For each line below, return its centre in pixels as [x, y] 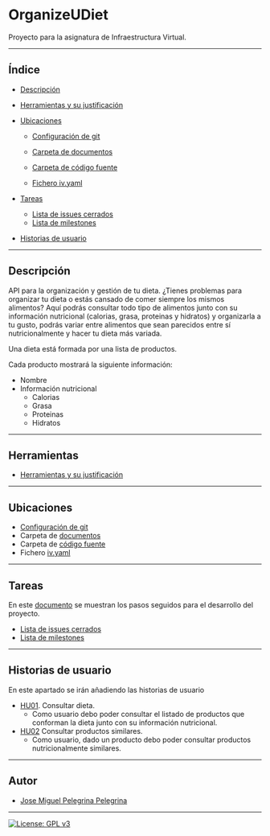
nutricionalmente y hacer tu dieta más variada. [85, 333]
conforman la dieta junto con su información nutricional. [125, 723]
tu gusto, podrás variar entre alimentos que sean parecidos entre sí [120, 324]
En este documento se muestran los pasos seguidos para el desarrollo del [131, 605]
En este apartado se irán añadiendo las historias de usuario [106, 690]
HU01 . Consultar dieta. [57, 705]
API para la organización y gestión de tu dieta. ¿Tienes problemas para [125, 290]
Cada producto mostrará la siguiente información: [90, 364]
